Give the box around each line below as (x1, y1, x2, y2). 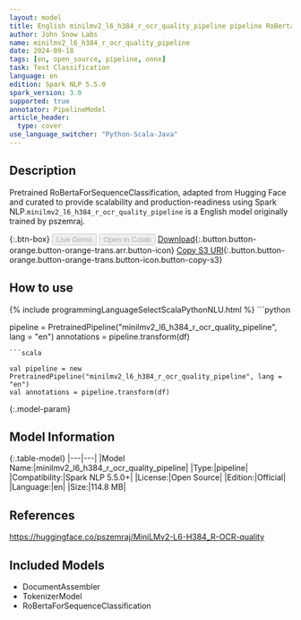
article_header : (9, 113, 70, 122)
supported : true (9, 96, 70, 106)
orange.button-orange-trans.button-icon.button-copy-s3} (9, 254, 223, 265)
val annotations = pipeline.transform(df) (9, 388, 170, 397)
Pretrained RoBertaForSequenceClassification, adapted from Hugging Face (9, 187, 287, 197)
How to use (9, 280, 73, 296)
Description (9, 163, 76, 179)
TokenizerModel (21, 590, 82, 601)
